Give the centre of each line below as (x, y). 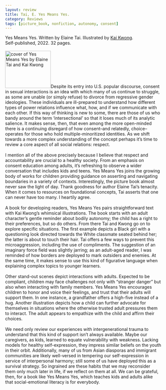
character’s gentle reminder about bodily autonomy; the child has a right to (81, 219)
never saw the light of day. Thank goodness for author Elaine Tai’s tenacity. (82, 187)
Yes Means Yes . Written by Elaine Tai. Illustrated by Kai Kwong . (69, 38)
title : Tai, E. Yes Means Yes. (37, 14)
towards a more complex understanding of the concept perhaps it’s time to (81, 139)
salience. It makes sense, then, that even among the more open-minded (79, 123)
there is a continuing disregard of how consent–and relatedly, (68, 129)
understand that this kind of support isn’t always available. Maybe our (76, 335)
